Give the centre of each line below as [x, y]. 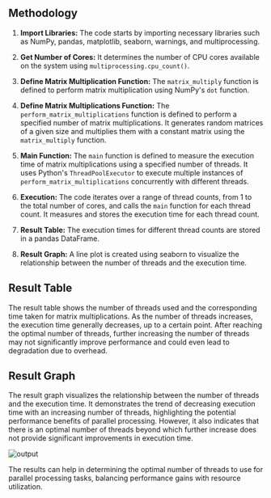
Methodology [43, 13]
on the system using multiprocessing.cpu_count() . [105, 65]
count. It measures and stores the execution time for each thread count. [140, 214]
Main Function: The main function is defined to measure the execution [137, 155]
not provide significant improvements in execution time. [101, 438]
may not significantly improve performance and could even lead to [119, 342]
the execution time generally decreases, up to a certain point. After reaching [135, 325]
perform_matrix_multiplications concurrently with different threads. [134, 181]
